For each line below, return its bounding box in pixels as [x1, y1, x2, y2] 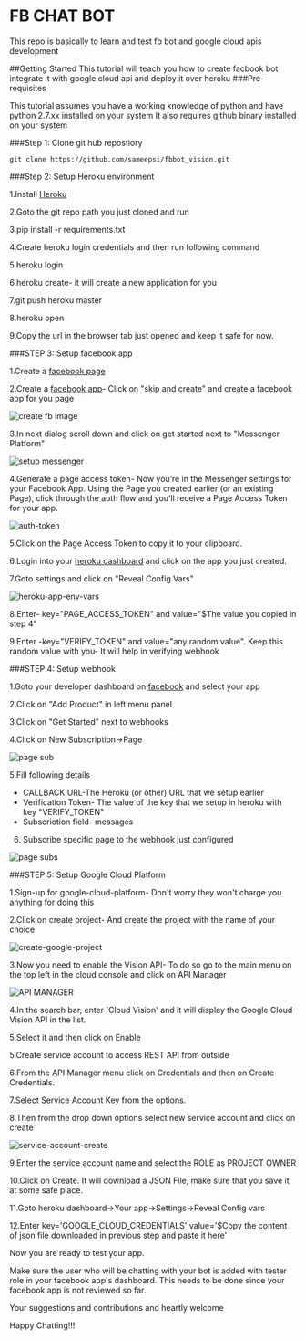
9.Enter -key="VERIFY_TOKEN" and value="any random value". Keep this [9, 635, 284, 646]
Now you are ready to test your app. [9, 1247, 145, 1258]
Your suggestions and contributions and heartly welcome [9, 1302, 225, 1313]
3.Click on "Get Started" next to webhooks [9, 716, 168, 727]
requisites [9, 82, 47, 93]
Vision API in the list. [9, 1014, 86, 1025]
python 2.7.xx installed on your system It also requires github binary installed [9, 110, 297, 120]
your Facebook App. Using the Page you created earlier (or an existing [9, 483, 274, 494]
